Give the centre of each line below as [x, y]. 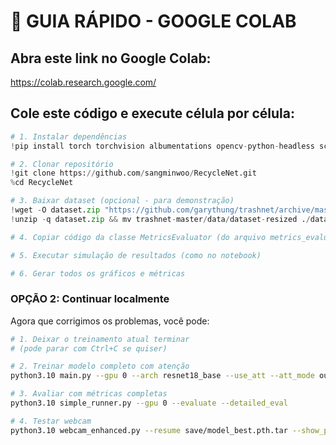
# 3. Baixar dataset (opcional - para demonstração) [122, 201]
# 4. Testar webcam [51, 421]
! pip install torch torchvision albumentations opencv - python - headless [162, 146]
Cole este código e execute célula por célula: [153, 113]
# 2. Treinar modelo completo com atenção [100, 366]
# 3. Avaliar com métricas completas [89, 394]
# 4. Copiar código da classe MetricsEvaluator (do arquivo [138, 237]
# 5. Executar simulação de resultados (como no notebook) [136, 255]
